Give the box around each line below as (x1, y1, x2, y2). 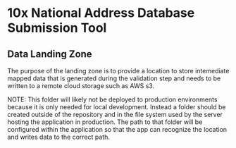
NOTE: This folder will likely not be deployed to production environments (7, 95, 218, 104)
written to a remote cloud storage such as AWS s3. (7, 82, 155, 90)
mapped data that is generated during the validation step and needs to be (7, 74, 221, 82)
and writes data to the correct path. (7, 132, 111, 141)
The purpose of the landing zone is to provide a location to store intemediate (7, 67, 230, 75)
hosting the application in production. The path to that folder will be (7, 118, 203, 126)
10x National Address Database (7, 5, 195, 21)
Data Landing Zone (7, 48, 93, 60)
